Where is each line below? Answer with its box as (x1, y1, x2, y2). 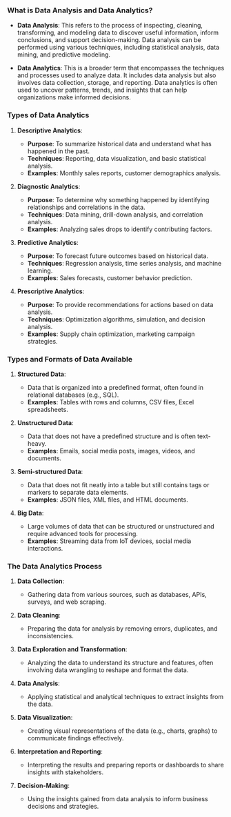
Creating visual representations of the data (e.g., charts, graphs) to (27, 727, 218, 735)
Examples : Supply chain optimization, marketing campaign (27, 330, 195, 338)
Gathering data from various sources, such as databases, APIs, (27, 591, 207, 599)
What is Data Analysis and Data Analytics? (7, 6, 153, 15)
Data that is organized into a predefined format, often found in (27, 383, 204, 391)
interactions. (27, 544, 63, 552)
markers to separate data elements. (27, 488, 129, 496)
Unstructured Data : (17, 418, 74, 426)
